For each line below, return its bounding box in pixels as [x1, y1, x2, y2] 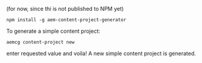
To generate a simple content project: [6, 27, 100, 35]
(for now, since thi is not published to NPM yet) [6, 5, 124, 12]
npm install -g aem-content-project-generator [6, 17, 127, 23]
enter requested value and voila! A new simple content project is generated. [6, 50, 197, 57]
